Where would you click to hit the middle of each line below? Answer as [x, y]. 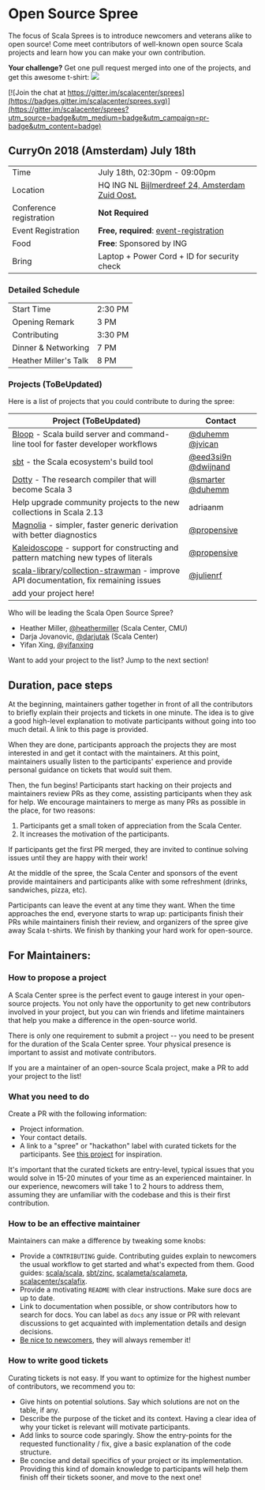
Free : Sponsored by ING [143, 243]
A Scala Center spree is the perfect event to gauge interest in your [116, 995]
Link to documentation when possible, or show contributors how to [128, 1307]
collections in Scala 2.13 [58, 512]
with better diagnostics [54, 535]
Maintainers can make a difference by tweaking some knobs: [107, 1241]
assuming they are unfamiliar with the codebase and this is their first [119, 1195]
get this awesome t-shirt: [49, 77]
